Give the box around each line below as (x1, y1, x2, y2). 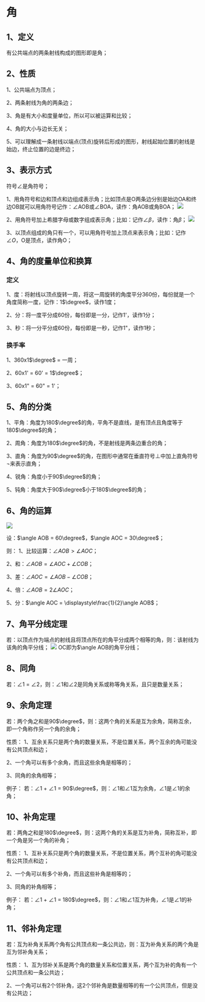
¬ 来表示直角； (6, 460, 43, 467)
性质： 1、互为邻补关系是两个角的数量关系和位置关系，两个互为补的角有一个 (6, 961, 197, 968)
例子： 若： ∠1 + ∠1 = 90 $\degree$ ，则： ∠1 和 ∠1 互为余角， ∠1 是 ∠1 (6, 784, 180, 792)
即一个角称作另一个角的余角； (6, 725, 81, 732)
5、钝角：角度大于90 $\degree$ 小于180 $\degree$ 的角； (6, 486, 148, 493)
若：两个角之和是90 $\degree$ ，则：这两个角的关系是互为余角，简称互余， (6, 717, 195, 725)
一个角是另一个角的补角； (6, 837, 71, 844)
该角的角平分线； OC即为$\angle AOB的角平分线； (6, 644, 142, 651)
